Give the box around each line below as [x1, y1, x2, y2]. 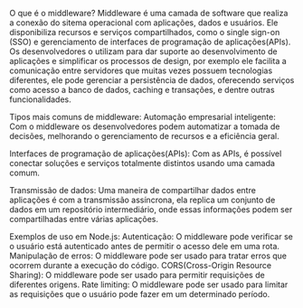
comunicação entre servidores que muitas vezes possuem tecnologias [9, 65, 273, 76]
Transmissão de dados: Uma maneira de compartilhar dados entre [9, 185, 256, 195]
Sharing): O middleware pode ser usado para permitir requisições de [9, 270, 265, 280]
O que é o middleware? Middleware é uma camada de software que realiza [9, 8, 289, 18]
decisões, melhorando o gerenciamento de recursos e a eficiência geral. [9, 131, 279, 141]
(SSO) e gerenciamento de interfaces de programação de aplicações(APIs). [9, 36, 291, 47]
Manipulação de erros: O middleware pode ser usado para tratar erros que [9, 250, 288, 261]
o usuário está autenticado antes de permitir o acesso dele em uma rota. [9, 241, 280, 251]
